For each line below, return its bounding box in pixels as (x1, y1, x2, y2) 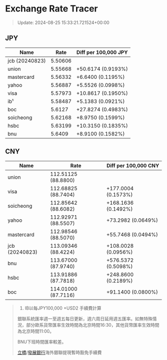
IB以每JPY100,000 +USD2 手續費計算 (24, 305, 102, 311)
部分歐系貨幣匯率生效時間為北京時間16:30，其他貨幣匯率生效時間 (26, 322, 160, 328)
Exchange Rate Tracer (5, 3, 98, 14)
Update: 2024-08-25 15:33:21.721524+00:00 (17, 19, 110, 25)
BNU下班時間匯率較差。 (17, 339, 66, 345)
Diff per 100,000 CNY (106, 162, 160, 169)
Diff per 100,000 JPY (76, 48, 128, 55)
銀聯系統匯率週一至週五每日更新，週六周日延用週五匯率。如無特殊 (17, 316, 153, 322)
